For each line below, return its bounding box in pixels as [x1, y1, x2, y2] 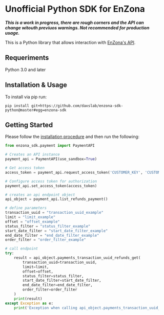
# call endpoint [5, 246, 38, 251]
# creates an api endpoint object [5, 192, 76, 197]
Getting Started [5, 121, 53, 129]
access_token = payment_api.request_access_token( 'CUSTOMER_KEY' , [5, 170, 143, 175]
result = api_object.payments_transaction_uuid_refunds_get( [14, 255, 141, 260]
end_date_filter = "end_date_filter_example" [5, 233, 99, 238]
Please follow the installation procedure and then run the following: [5, 134, 140, 140]
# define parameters [5, 205, 47, 211]
